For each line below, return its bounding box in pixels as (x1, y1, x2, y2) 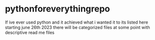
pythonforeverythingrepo (5, 3, 110, 14)
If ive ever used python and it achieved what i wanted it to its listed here (5, 19, 149, 25)
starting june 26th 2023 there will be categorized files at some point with (5, 24, 150, 30)
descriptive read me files (5, 29, 55, 35)
